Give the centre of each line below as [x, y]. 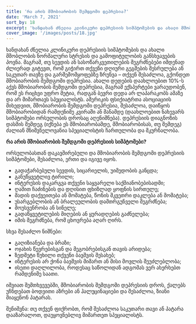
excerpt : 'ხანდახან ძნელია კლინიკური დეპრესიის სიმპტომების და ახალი [92, 28]
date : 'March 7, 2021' [34, 17]
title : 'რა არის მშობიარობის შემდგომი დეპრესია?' [68, 11]
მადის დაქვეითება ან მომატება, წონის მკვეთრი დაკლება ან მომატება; [101, 196]
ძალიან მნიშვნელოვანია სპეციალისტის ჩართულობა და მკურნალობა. [93, 130]
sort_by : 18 [20, 22]
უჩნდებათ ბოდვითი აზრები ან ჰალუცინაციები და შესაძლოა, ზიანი [88, 291]
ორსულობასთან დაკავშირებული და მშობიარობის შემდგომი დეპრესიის [95, 153]
